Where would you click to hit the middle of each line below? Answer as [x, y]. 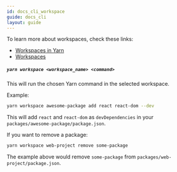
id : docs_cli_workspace [36, 11]
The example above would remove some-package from [71, 157]
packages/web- [155, 157]
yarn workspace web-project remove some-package [67, 146]
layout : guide [24, 22]
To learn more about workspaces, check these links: [70, 39]
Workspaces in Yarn [39, 50]
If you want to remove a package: [47, 135]
